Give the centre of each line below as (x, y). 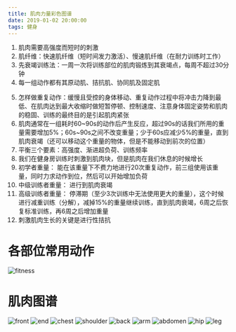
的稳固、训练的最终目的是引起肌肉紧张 (73, 115)
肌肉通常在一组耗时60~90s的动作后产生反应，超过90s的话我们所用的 (118, 124)
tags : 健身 (23, 27)
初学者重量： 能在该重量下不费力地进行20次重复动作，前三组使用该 (115, 167)
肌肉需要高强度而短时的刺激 (58, 48)
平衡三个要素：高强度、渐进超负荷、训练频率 (83, 150)
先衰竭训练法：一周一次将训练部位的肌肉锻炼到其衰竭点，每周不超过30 (120, 65)
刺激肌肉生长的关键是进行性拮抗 (64, 220)
